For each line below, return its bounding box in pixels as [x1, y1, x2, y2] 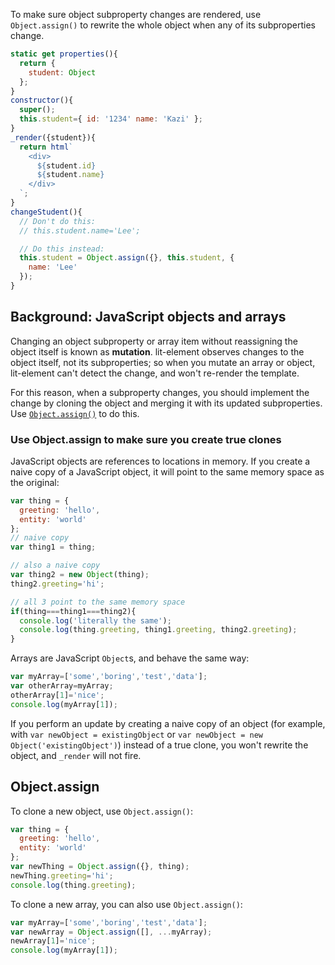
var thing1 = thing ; [10, 542, 97, 553]
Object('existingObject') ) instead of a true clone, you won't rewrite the [10, 739, 309, 751]
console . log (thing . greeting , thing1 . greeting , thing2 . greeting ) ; [19, 625, 298, 635]
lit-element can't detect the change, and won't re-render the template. [10, 367, 300, 379]
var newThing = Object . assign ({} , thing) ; [10, 862, 190, 872]
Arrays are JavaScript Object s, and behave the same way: [10, 652, 250, 664]
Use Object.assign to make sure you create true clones [10, 432, 282, 446]
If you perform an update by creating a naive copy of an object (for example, [10, 717, 326, 729]
